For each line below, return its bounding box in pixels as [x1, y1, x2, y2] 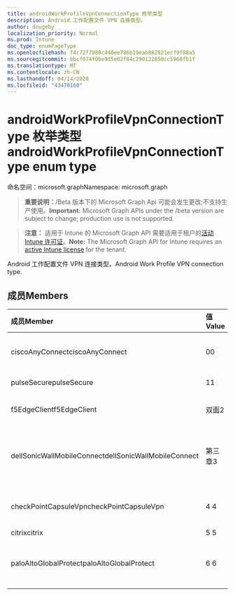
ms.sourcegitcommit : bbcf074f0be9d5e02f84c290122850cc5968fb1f [7, 56, 196, 63]
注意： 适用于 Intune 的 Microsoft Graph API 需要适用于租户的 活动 [24, 228, 215, 238]
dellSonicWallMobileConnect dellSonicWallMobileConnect [10, 451, 199, 460]
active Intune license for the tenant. [24, 245, 127, 254]
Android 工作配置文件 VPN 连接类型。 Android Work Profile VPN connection [7, 260, 224, 268]
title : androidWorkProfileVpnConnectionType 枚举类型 [7, 10, 163, 17]
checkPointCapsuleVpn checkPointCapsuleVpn [10, 502, 164, 511]
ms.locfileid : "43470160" [7, 82, 83, 89]
